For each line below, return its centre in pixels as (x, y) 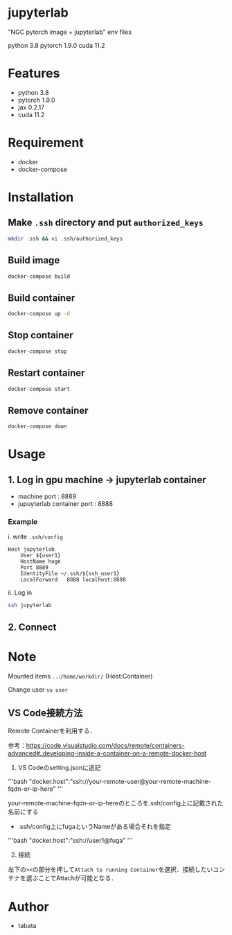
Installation (41, 197)
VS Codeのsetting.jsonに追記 (59, 768)
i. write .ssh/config (35, 537)
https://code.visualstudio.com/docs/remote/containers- (106, 746)
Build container (42, 298)
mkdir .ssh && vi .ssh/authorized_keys (65, 238)
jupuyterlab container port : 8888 (65, 504)
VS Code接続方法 (45, 713)
